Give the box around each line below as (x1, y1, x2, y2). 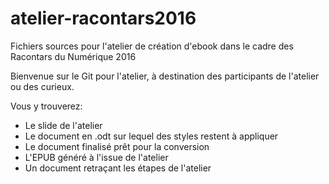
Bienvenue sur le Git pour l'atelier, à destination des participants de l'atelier (10, 70, 320, 82)
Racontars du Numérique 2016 (10, 50, 137, 62)
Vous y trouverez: (10, 100, 83, 112)
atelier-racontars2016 (10, 7, 197, 30)
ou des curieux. (10, 80, 75, 92)
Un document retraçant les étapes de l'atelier (24, 162, 212, 174)
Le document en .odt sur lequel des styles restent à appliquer (24, 130, 279, 142)
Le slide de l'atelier (24, 119, 103, 131)
